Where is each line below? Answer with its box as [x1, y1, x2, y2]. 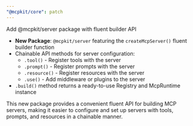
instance [14, 88, 37, 95]
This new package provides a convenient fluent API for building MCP [6, 100, 177, 107]
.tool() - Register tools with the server [23, 56, 121, 63]
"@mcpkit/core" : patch [6, 8, 63, 15]
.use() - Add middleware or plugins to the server [23, 75, 146, 83]
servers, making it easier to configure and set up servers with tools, [6, 106, 174, 113]
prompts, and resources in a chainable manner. [6, 113, 123, 120]
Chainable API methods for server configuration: [14, 49, 135, 57]
